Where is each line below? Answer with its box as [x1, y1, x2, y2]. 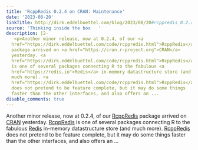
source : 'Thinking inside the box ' [6, 25, 101, 31]
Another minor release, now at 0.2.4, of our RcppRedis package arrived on [6, 112, 187, 119]
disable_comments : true [6, 96, 65, 102]
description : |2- [6, 31, 49, 36]
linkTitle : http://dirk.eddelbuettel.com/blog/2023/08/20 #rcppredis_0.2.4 [6, 19, 194, 25]
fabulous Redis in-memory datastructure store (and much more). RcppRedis [6, 125, 190, 132]
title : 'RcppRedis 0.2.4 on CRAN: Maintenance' [6, 8, 126, 15]
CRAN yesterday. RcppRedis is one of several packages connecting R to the [6, 118, 190, 125]
